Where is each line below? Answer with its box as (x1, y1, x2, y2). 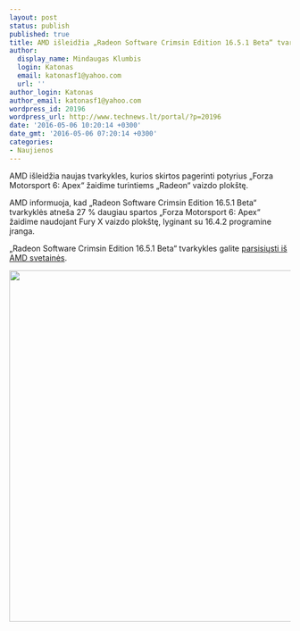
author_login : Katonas (9, 87, 94, 96)
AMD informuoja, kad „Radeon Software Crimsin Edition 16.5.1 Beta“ (9, 197, 257, 208)
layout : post (9, 12, 58, 22)
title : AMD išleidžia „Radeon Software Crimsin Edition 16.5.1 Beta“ (9, 37, 274, 47)
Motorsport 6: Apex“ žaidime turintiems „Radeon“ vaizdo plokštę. (9, 179, 249, 190)
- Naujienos (9, 145, 54, 154)
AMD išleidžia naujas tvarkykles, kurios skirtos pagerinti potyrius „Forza (9, 170, 274, 181)
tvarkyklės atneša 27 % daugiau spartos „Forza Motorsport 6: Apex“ (9, 206, 261, 217)
